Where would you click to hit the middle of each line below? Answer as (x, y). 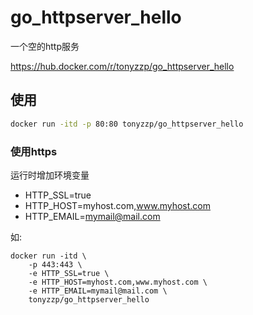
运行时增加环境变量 (50, 175)
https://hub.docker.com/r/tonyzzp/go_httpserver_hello (122, 66)
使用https (34, 151)
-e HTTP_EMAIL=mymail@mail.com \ (98, 291)
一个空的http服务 (45, 46)
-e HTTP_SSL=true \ (69, 273)
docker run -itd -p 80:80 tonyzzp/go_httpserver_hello (127, 124)
